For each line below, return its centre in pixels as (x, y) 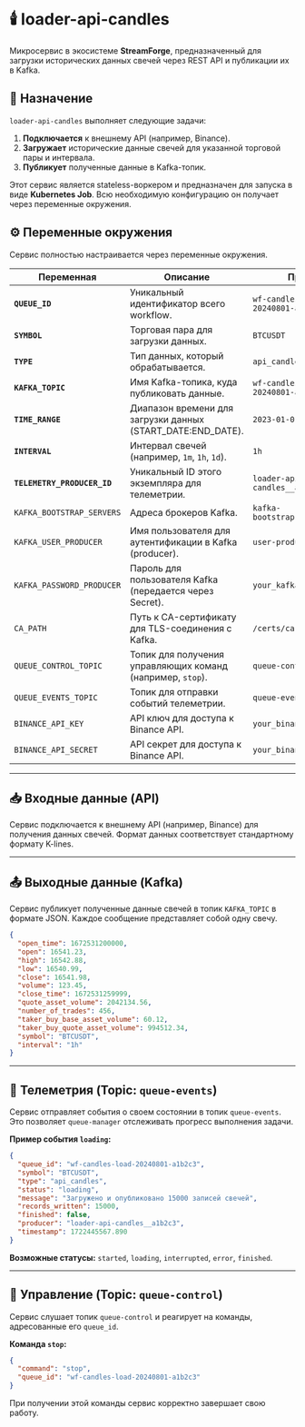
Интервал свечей (168, 445)
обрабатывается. (168, 367)
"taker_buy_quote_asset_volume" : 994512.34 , (103, 1028)
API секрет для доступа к (186, 744)
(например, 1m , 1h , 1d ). (178, 457)
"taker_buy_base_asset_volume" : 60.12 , (93, 1019)
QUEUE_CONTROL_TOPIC (58, 665)
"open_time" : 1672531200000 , (73, 944)
